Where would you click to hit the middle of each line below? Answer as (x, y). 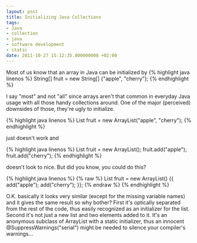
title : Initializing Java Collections (54, 17)
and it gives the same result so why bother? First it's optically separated (93, 202)
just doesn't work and (32, 138)
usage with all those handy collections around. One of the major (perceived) (98, 102)
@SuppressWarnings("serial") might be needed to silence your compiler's (96, 227)
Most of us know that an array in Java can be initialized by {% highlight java (98, 72)
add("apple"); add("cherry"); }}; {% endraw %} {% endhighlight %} (88, 185)
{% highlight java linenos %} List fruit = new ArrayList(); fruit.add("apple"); (96, 149)
